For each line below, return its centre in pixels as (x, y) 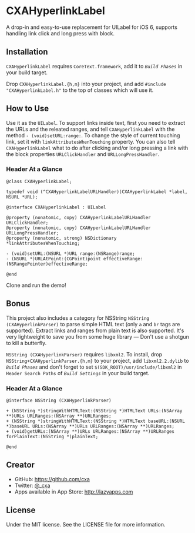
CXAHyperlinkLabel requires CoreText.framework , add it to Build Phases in (94, 66)
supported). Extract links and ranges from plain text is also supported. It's (95, 330)
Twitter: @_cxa (32, 485)
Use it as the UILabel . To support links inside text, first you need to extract (96, 123)
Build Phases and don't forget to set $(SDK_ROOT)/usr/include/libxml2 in (94, 367)
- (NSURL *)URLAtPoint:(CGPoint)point (53, 259)
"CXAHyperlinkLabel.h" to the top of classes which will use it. (80, 90)
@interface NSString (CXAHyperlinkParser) (59, 400)
